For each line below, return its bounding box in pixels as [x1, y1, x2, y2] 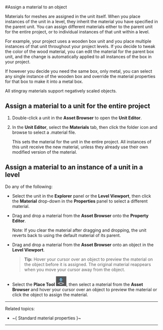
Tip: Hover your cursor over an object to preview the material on [24, 256, 153, 262]
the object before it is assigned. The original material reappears [24, 261, 151, 267]
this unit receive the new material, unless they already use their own [12, 144, 148, 150]
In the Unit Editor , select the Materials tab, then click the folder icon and [12, 124, 158, 130]
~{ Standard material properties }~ [12, 315, 81, 321]
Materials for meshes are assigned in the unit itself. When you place [5, 14, 141, 19]
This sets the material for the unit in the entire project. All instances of [12, 139, 152, 144]
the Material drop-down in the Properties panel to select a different [12, 198, 148, 204]
